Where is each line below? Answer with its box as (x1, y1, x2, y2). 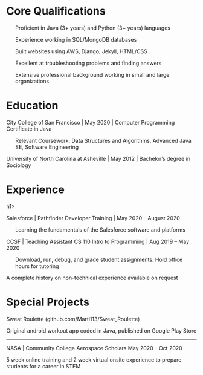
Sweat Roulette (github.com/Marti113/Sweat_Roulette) (6, 315, 140, 322)
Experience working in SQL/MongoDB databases (14, 36, 137, 43)
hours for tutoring (14, 262, 59, 270)
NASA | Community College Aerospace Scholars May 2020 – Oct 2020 (6, 344, 182, 351)
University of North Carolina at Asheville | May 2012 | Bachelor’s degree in (6, 155, 191, 162)
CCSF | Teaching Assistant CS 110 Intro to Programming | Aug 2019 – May (6, 238, 190, 245)
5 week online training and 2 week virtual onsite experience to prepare (6, 356, 182, 364)
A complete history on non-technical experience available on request (6, 274, 178, 281)
